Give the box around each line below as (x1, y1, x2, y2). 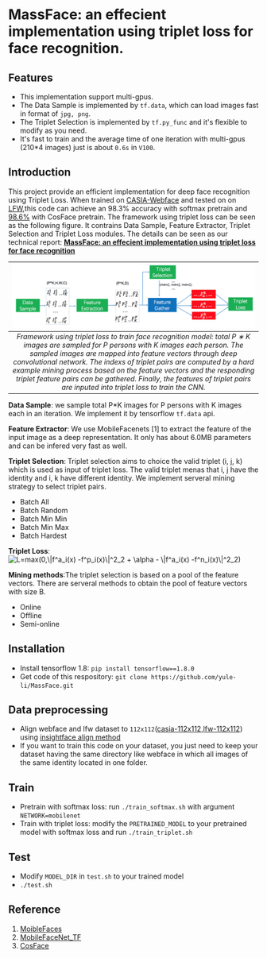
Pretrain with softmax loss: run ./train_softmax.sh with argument (19, 802, 235, 812)
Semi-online (19, 619, 60, 628)
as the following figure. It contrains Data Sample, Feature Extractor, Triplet (8, 220, 250, 230)
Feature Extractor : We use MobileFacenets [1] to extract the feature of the (8, 423, 252, 434)
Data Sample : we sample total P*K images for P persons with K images (8, 400, 242, 410)
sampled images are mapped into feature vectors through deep (29, 349, 238, 358)
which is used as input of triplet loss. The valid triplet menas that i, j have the (8, 465, 259, 474)
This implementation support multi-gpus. (19, 92, 154, 101)
